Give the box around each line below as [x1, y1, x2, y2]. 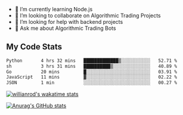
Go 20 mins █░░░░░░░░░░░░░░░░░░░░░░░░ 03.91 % [6, 69, 178, 74]
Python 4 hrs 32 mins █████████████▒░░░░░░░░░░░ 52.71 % [6, 57, 178, 64]
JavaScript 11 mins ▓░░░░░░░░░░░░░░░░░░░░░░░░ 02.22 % [6, 74, 178, 80]
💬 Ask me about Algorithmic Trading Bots [14, 24, 116, 32]
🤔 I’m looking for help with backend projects [14, 18, 123, 25]
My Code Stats [6, 42, 63, 52]
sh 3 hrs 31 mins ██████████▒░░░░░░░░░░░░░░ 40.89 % [6, 63, 178, 69]
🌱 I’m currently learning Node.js [14, 6, 93, 13]
